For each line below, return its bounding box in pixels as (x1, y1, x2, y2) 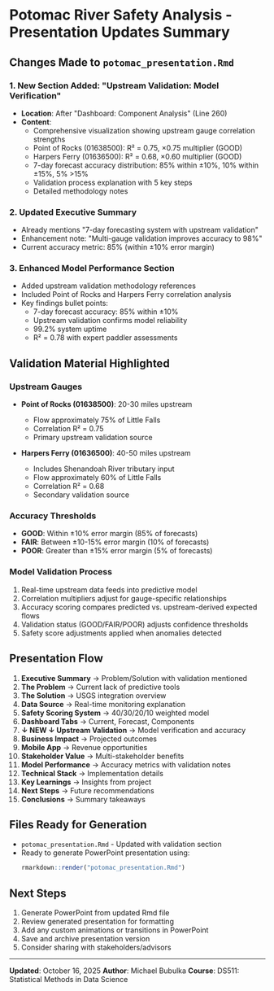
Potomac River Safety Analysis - (9, 6, 233, 24)
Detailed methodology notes (33, 186, 128, 196)
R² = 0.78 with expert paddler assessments (33, 333, 178, 343)
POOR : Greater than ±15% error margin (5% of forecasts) (20, 546, 213, 556)
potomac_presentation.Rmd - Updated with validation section (20, 840, 222, 849)
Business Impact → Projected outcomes (20, 734, 158, 744)
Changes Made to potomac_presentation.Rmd (9, 55, 235, 69)
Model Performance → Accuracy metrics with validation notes (20, 759, 231, 770)
